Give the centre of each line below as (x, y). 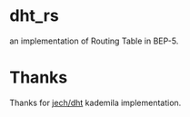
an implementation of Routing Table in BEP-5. (94, 41)
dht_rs (34, 16)
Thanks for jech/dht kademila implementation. (95, 102)
